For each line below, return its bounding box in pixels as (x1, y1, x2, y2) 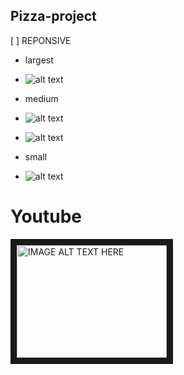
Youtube (10, 205, 83, 228)
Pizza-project (10, 8, 97, 25)
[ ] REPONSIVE (10, 34, 72, 46)
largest (24, 54, 54, 66)
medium (24, 92, 59, 104)
